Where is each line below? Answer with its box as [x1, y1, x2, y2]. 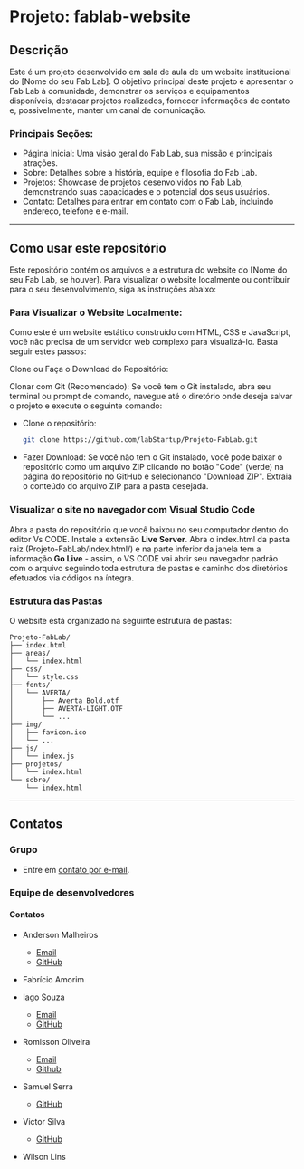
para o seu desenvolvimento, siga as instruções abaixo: [9, 283, 217, 295]
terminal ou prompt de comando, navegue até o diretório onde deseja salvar [9, 391, 293, 402]
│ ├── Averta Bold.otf [9, 695, 119, 705]
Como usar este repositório [9, 240, 166, 255]
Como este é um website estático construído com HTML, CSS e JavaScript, [9, 327, 291, 338]
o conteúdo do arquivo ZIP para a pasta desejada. [22, 481, 209, 492]
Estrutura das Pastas [9, 595, 103, 608]
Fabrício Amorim [22, 973, 85, 984]
